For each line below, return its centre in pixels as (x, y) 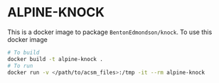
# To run (20, 66)
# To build (23, 52)
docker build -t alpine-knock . (55, 59)
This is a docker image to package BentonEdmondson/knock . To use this (110, 32)
